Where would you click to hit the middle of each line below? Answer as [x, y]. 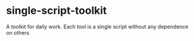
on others [18, 32]
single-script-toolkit [56, 11]
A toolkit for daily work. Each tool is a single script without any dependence [97, 27]
